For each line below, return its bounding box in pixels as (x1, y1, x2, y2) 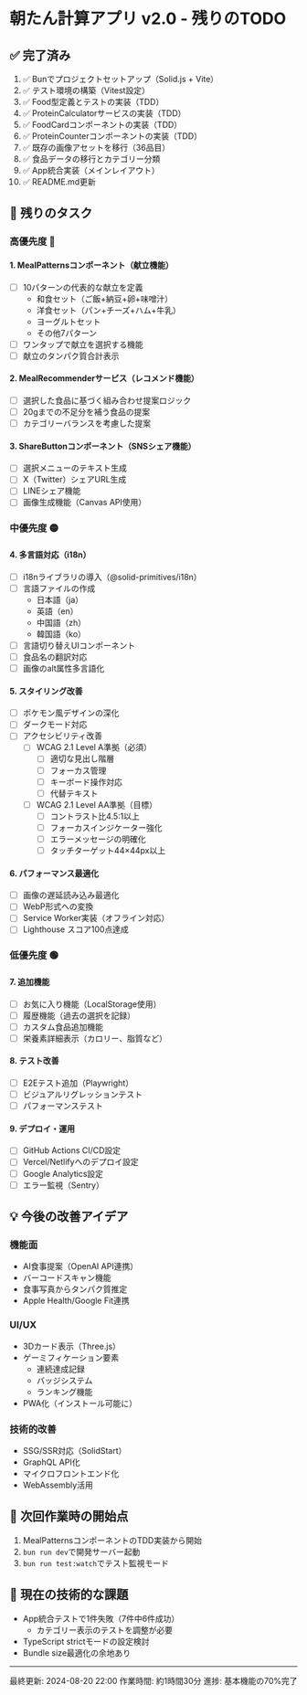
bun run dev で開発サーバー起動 (22, 1546, 141, 1557)
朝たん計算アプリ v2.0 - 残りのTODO (9, 8, 286, 29)
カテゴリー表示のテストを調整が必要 (36, 1624, 174, 1636)
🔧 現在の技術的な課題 (9, 1587, 129, 1603)
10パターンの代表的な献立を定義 (22, 281, 143, 292)
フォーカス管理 (49, 765, 107, 776)
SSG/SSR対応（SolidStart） (22, 1445, 127, 1456)
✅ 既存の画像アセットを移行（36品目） (22, 143, 171, 153)
